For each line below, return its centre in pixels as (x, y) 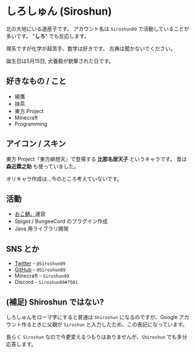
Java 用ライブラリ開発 (41, 229)
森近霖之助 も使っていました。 (43, 166)
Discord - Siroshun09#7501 (46, 282)
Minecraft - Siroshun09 (42, 276)
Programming (31, 124)
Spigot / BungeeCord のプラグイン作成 (61, 221)
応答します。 (21, 344)
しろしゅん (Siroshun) (59, 11)
